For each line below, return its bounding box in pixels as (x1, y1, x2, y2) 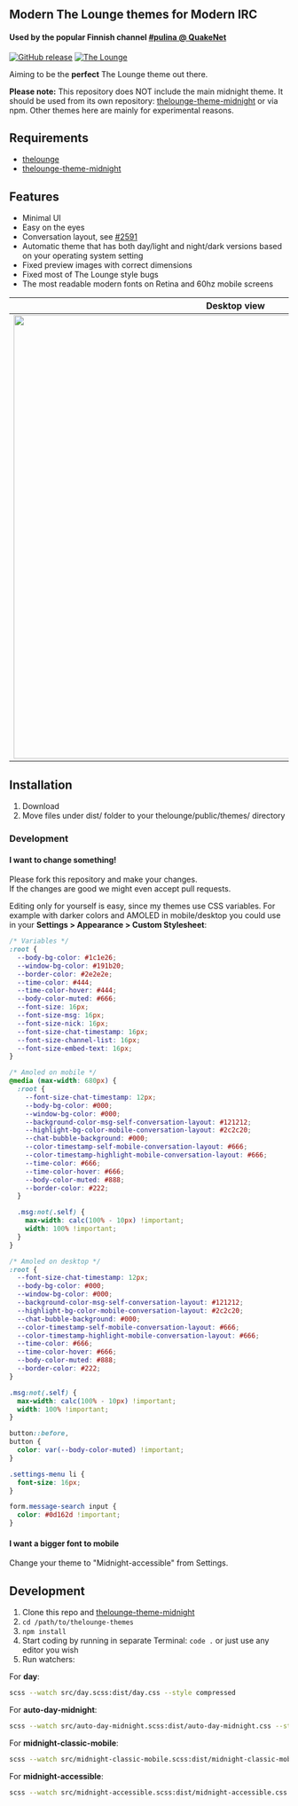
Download (21, 801, 60, 812)
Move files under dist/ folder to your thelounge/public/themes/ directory (21, 811, 286, 821)
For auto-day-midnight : (9, 1704, 98, 1715)
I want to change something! (9, 854, 117, 865)
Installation (9, 777, 73, 792)
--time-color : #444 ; (17, 978, 93, 987)
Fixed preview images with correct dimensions (21, 260, 192, 271)
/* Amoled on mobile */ (9, 1068, 98, 1077)
